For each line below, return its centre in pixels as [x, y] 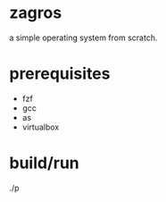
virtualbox [41, 127]
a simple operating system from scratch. [83, 38]
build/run [45, 163]
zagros [36, 13]
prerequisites [60, 74]
